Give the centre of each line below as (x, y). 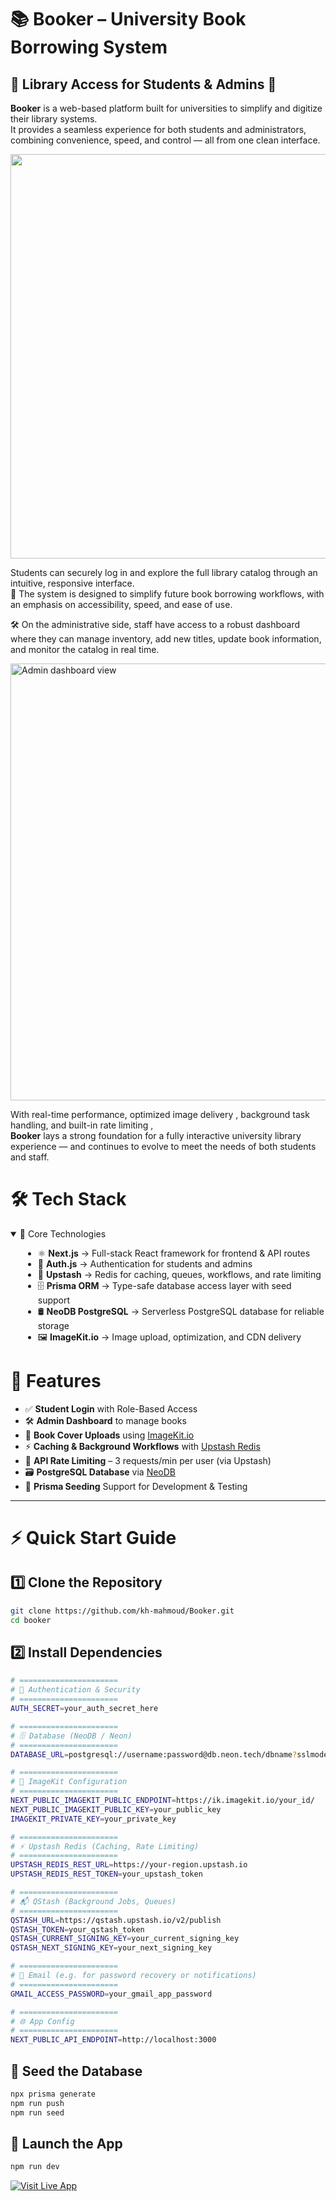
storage (53, 1325)
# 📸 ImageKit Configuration (69, 1782)
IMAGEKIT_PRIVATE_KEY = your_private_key (93, 1819)
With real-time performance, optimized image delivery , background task (160, 1114)
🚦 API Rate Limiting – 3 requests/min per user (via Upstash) (148, 1460)
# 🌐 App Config (42, 2021)
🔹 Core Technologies (63, 1233)
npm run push (37, 2103)
